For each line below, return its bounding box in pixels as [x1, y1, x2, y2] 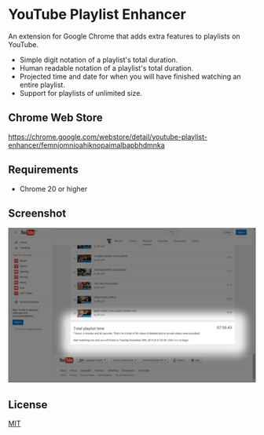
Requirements [8, 163, 79, 177]
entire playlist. [19, 80, 65, 90]
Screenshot [8, 207, 67, 220]
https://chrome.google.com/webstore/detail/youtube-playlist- [8, 132, 208, 141]
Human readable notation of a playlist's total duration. [19, 63, 194, 72]
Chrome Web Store [8, 111, 104, 125]
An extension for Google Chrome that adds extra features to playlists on [8, 31, 241, 41]
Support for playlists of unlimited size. [19, 88, 143, 97]
